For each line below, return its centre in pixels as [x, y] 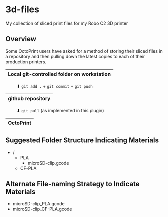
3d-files [22, 9]
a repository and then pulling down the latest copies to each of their [75, 56]
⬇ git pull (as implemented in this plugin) [60, 110]
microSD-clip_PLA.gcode [38, 204]
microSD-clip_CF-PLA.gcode [42, 209]
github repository [29, 98]
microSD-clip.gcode [48, 163]
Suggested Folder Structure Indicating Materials [82, 141]
